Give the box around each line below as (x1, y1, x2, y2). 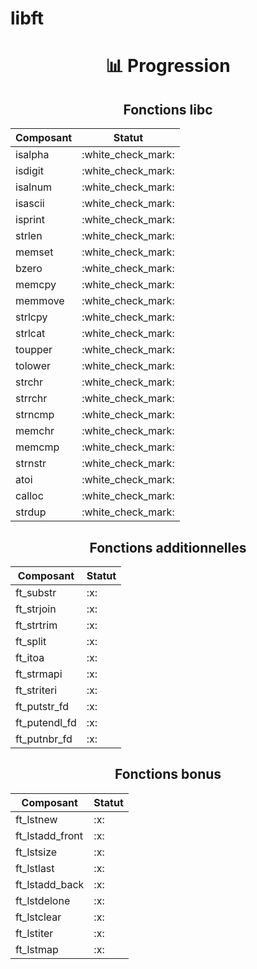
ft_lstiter (15, 926, 54, 940)
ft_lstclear (15, 910, 62, 924)
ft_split (15, 635, 47, 648)
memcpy (15, 278, 57, 292)
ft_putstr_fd (15, 700, 70, 713)
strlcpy (15, 310, 48, 324)
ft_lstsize (15, 845, 58, 859)
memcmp (15, 440, 60, 454)
